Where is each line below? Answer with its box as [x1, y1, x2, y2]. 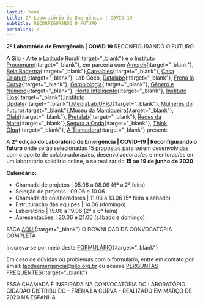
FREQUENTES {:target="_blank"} [6, 269, 88, 276]
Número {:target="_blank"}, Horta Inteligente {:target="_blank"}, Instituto [6, 87, 187, 95]
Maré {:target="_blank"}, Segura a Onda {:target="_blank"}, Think [6, 120, 168, 127]
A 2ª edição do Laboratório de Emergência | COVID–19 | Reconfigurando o [6, 138, 197, 146]
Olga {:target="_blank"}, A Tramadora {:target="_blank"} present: [6, 126, 168, 133]
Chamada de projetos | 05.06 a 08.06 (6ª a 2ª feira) [15, 181, 146, 188]
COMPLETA [6, 232, 36, 239]
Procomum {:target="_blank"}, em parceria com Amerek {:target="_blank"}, [6, 61, 194, 69]
